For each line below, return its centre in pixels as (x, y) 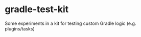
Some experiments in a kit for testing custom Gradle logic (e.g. (70, 23)
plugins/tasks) (20, 28)
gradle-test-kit (37, 9)
